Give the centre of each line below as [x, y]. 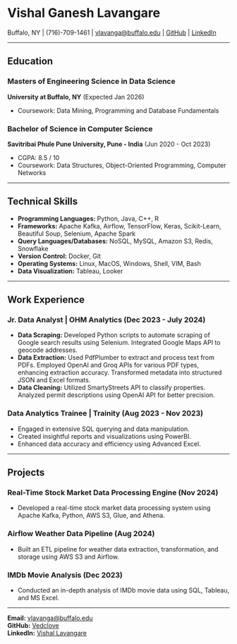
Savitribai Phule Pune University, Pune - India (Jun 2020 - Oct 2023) [109, 144]
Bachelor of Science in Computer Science [80, 128]
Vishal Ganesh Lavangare [84, 13]
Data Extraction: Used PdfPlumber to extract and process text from [116, 358]
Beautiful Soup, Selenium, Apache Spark [77, 233]
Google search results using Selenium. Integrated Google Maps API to [119, 343]
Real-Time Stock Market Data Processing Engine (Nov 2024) [113, 493]
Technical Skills [43, 201]
